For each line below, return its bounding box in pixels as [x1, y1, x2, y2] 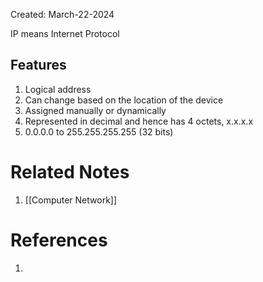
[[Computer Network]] [24, 194, 118, 206]
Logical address [24, 83, 92, 95]
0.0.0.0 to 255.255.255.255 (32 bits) [24, 125, 174, 138]
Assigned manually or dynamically [24, 104, 167, 116]
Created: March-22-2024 [10, 9, 115, 20]
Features [10, 57, 67, 74]
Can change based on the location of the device [24, 94, 224, 106]
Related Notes [10, 161, 130, 183]
